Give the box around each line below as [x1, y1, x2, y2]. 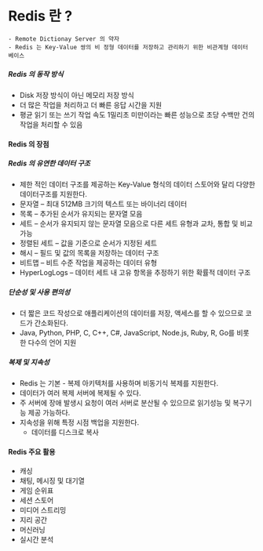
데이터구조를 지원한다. [19, 190, 88, 199]
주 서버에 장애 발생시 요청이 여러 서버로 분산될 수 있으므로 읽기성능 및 [19, 398, 232, 408]
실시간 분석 [19, 535, 54, 544]
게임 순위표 [19, 485, 54, 495]
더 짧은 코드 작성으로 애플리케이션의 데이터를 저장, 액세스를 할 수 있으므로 [19, 309, 244, 318]
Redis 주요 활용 [8, 448, 56, 456]
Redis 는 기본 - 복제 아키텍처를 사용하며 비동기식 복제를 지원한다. [19, 379, 219, 388]
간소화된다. [34, 318, 68, 328]
